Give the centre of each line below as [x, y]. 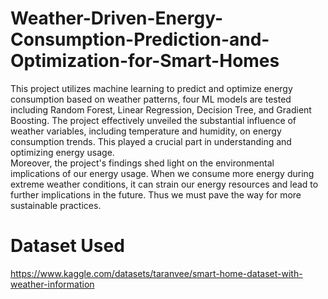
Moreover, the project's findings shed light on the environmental [142, 163]
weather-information [52, 284]
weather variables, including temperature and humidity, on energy [146, 131]
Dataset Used [67, 246]
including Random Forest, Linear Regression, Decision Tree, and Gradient [161, 109]
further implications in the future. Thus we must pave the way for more [156, 194]
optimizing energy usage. [62, 152]
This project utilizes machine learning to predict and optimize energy [151, 88]
